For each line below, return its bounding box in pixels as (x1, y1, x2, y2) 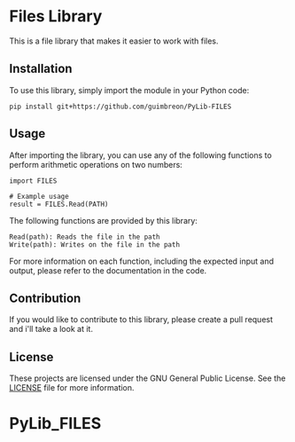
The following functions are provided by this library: (9, 215, 198, 225)
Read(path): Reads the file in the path (9, 233, 161, 241)
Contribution (9, 290, 82, 305)
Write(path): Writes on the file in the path (9, 240, 180, 249)
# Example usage (9, 192, 69, 201)
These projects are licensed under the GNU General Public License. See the (9, 373, 286, 383)
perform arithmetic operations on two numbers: (9, 159, 183, 170)
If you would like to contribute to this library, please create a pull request (9, 314, 273, 325)
